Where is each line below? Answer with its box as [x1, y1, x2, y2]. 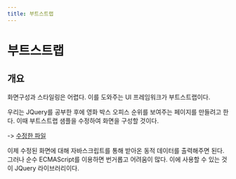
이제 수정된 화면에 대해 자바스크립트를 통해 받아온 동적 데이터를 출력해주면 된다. [7, 146, 225, 154]
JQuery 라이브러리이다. [14, 164, 79, 172]
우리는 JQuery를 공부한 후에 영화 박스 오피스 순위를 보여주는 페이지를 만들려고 [7, 107, 222, 116]
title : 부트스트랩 [7, 10, 54, 18]
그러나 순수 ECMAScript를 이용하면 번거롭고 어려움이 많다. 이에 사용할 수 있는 [7, 155, 220, 164]
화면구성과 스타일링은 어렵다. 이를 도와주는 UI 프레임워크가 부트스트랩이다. [7, 93, 211, 101]
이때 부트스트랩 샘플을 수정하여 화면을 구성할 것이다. [16, 117, 159, 125]
